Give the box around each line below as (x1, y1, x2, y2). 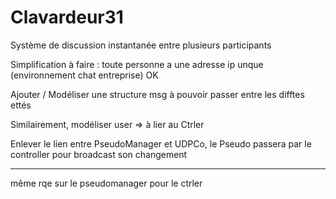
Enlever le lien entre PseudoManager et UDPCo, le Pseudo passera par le (10, 137, 312, 150)
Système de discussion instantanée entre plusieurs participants (10, 39, 272, 51)
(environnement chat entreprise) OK (10, 69, 159, 81)
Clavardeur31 (10, 6, 124, 29)
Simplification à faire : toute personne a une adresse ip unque (10, 58, 264, 70)
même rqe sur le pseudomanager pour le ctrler (10, 177, 203, 189)
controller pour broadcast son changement (10, 148, 188, 160)
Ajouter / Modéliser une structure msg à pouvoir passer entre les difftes (10, 88, 305, 100)
